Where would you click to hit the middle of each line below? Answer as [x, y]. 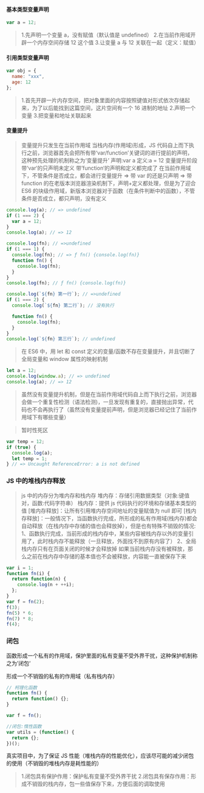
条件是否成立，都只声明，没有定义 [64, 198]
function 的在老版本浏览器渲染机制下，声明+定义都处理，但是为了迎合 [108, 183]
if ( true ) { [21, 447]
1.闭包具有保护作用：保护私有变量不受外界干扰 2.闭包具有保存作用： [106, 777]
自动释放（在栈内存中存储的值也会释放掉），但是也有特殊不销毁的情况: [108, 526]
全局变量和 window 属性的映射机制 [64, 359]
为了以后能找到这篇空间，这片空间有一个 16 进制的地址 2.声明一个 [114, 108]
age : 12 [22, 82]
